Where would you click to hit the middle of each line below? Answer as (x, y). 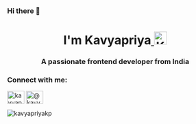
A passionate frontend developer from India (115, 62)
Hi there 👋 (24, 11)
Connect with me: (37, 80)
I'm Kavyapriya (108, 41)
